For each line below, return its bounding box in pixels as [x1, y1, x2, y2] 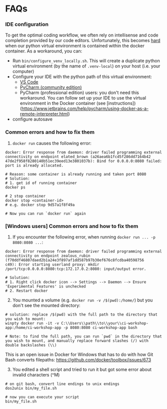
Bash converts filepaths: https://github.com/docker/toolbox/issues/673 [5, 357, 151, 363]
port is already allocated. [5, 163, 64, 168]
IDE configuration [5, 21, 49, 28]
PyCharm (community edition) [19, 84, 82, 90]
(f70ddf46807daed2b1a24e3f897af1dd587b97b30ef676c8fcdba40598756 [5, 258, 144, 263]
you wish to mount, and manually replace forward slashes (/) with [5, 338, 149, 343]
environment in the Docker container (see [19, 100, 106, 106]
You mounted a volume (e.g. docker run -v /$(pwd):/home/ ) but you [12, 297, 153, 303]
